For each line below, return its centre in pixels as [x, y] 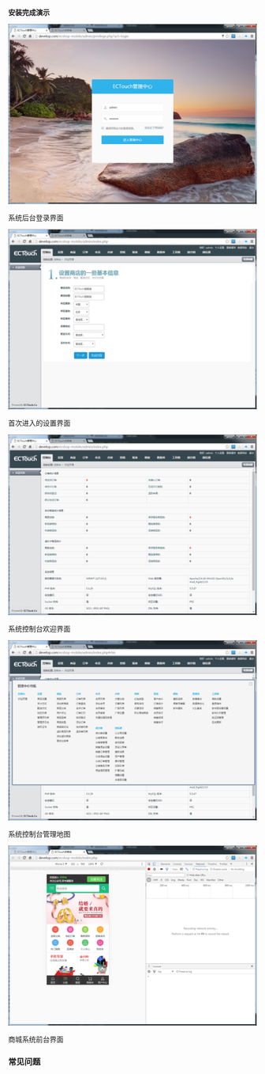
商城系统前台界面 [36, 1039]
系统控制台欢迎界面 [39, 628]
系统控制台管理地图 [39, 833]
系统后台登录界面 [36, 218]
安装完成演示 [29, 12]
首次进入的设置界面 [39, 423]
